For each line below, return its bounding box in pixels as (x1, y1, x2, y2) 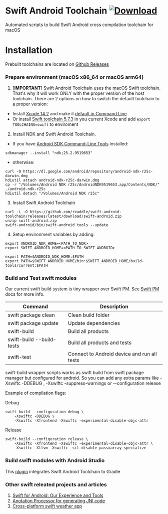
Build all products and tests (67, 339, 131, 346)
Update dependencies (67, 320, 120, 327)
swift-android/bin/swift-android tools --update (5, 223, 108, 228)
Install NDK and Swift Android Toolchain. (12, 131, 96, 137)
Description (99, 303, 128, 310)
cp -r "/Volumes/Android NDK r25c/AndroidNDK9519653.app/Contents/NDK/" (5, 182, 160, 188)
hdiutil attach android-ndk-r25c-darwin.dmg (5, 178, 99, 183)
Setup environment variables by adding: (12, 231, 95, 238)
